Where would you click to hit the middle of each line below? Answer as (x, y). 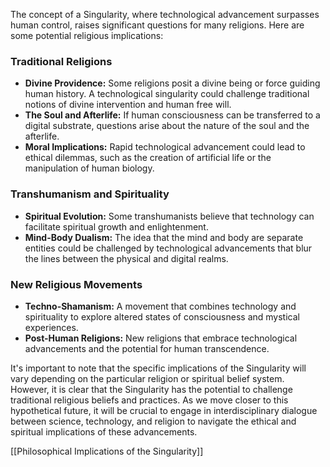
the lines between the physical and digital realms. (126, 258)
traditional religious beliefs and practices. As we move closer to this (149, 400)
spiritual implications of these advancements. (104, 431)
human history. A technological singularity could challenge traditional (167, 94)
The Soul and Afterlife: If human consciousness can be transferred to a (172, 115)
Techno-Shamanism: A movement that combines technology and (160, 306)
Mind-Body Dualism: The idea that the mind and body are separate (164, 237)
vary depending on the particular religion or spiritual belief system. (147, 378)
